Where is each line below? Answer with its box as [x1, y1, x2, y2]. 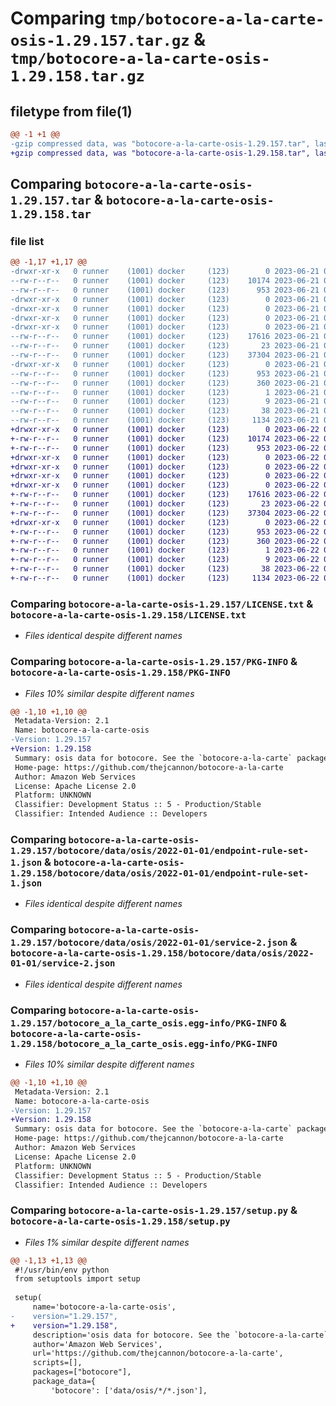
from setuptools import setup [14, 1274, 141, 1284]
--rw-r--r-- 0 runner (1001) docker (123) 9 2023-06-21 [10, 397, 320, 407]
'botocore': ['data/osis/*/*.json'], [50, 1385, 208, 1396]
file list [10, 234, 45, 248]
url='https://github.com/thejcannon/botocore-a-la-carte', [32, 1348, 284, 1359]
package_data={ [32, 1377, 97, 1387]
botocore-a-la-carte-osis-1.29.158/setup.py [10, 1216, 231, 1227]
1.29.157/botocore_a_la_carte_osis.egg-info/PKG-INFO [10, 1017, 278, 1029]
